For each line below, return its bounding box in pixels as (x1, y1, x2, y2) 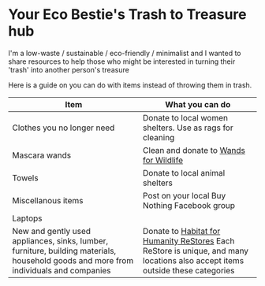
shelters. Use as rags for (143, 122, 234, 133)
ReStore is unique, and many (143, 245, 249, 256)
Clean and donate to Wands (143, 144, 246, 155)
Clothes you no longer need (12, 122, 115, 133)
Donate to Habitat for (143, 225, 221, 236)
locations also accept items (143, 254, 244, 266)
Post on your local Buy (143, 190, 226, 201)
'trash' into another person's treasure (8, 65, 130, 74)
